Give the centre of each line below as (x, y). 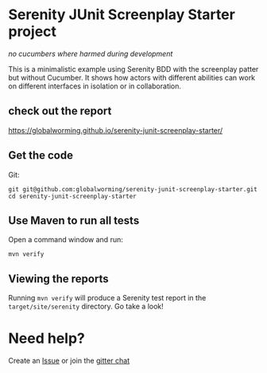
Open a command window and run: (66, 240)
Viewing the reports (58, 279)
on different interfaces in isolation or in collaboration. (95, 86)
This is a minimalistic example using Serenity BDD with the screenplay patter (133, 69)
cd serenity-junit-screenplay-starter (72, 196)
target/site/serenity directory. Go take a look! (86, 306)
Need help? (46, 338)
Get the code (41, 156)
